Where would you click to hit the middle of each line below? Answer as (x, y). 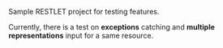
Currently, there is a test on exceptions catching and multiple (111, 27)
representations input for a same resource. (81, 36)
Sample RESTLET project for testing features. (84, 12)
